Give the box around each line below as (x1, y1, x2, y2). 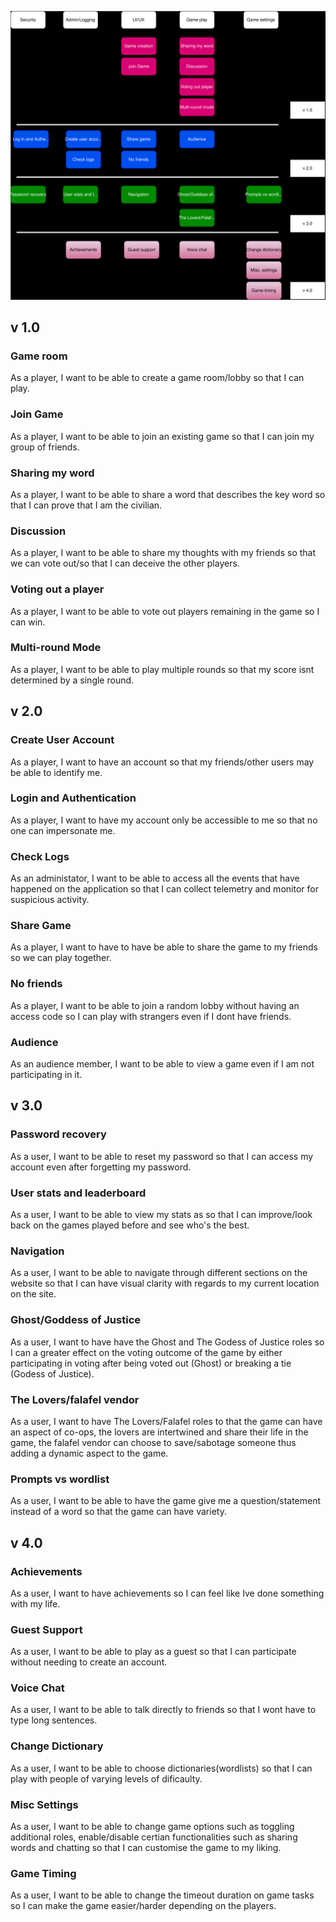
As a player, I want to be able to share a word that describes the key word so (10, 488, 326, 500)
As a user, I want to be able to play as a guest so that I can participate (10, 1646, 297, 1658)
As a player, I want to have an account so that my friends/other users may (10, 756, 315, 768)
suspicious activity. (10, 894, 90, 906)
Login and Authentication (10, 791, 137, 805)
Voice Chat (10, 1681, 65, 1695)
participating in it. (10, 1069, 83, 1081)
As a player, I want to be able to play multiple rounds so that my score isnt (10, 663, 315, 675)
